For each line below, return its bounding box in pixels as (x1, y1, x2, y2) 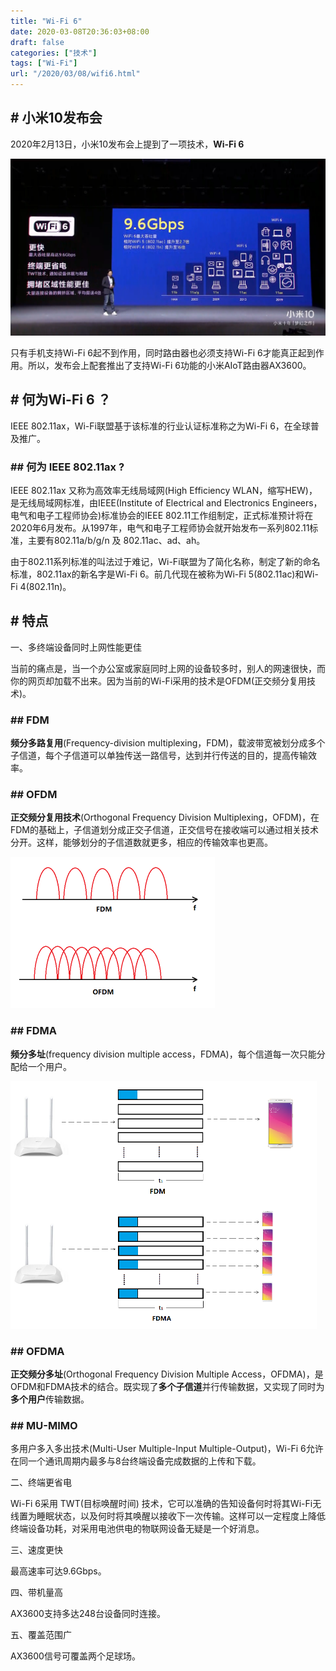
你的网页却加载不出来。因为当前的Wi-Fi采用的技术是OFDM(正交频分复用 (10, 675, 308, 687)
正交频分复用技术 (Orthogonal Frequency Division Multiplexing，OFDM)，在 (10, 811, 320, 824)
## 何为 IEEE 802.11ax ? (10, 460, 125, 474)
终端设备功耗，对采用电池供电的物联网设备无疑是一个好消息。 (10, 1523, 265, 1535)
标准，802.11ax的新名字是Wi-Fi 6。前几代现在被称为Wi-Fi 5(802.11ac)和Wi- (10, 568, 319, 580)
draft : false (10, 37, 65, 47)
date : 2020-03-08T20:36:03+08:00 (10, 26, 150, 37)
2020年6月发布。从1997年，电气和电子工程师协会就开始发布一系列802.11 (10, 521, 310, 534)
